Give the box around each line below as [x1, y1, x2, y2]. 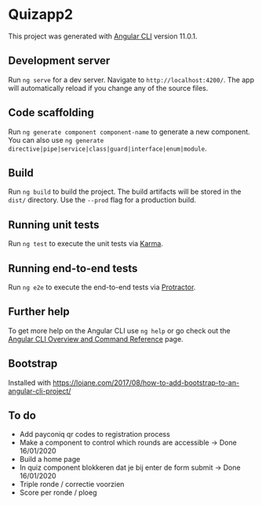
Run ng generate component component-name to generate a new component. [8, 127, 251, 136]
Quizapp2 [8, 5, 74, 24]
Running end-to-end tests [8, 261, 138, 275]
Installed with [8, 378, 52, 387]
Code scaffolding [8, 106, 94, 119]
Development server [8, 54, 111, 67]
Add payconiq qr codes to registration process [19, 430, 170, 439]
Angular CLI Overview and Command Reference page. [8, 334, 184, 343]
